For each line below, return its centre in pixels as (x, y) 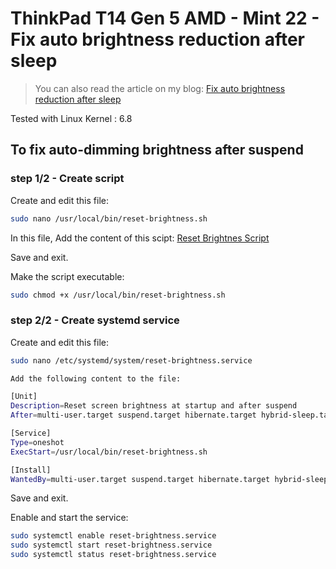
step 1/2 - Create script (67, 179)
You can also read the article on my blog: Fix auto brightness (160, 88)
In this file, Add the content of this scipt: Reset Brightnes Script (140, 238)
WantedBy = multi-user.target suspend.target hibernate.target (140, 479)
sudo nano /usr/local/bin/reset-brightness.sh (109, 218)
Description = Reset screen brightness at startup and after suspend (154, 406)
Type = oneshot (37, 442)
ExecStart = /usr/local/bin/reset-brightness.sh (109, 452)
